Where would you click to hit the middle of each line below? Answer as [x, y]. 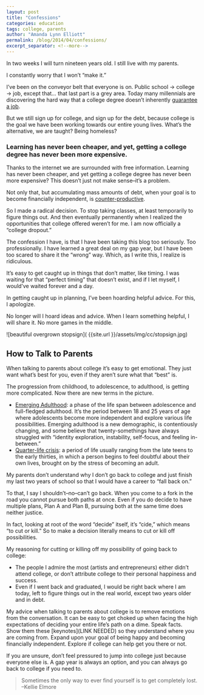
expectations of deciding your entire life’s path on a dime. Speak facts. [94, 624]
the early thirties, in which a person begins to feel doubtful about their [102, 456]
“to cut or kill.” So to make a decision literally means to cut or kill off [90, 531]
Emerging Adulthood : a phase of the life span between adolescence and [105, 404]
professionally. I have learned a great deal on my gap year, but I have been [100, 249]
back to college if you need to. [44, 668]
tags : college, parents [36, 29]
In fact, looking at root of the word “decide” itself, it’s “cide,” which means [98, 524]
